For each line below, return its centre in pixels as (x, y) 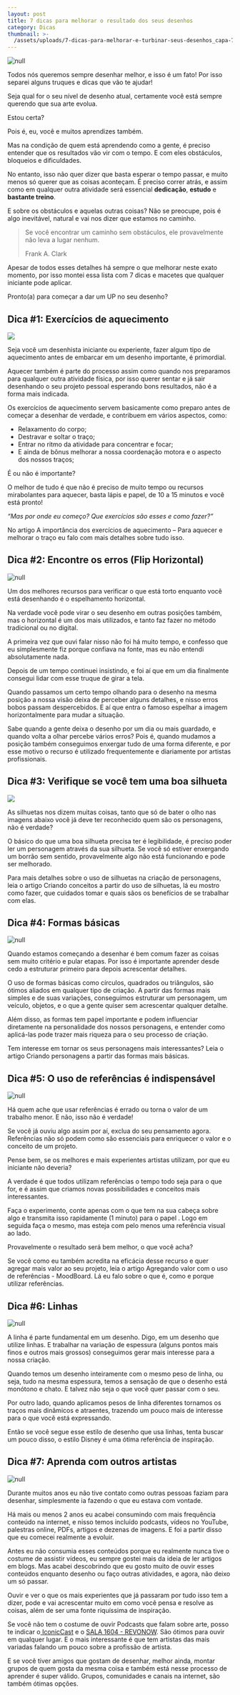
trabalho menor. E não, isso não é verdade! (70, 1117)
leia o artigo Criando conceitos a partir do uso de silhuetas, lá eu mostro (114, 885)
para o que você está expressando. (60, 1418)
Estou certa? (26, 118)
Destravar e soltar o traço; (56, 436)
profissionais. (27, 759)
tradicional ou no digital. (43, 627)
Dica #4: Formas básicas (64, 922)
